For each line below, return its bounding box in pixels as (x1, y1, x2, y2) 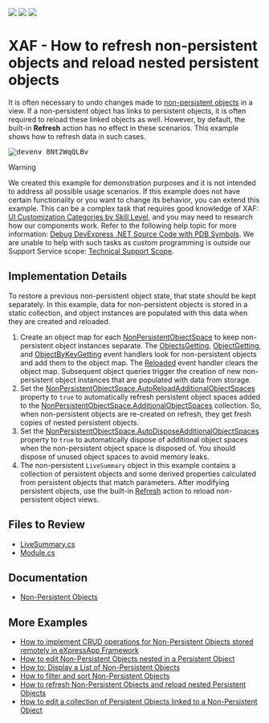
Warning (8, 162, 36, 172)
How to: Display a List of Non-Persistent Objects (19, 663, 181, 672)
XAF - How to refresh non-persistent (8, 37, 259, 55)
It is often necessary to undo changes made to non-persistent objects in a (8, 97, 253, 107)
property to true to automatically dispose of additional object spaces (19, 434, 248, 444)
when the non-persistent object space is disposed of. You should (19, 443, 236, 453)
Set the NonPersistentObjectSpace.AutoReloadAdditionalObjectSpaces (19, 383, 255, 393)
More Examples (8, 615, 88, 629)
